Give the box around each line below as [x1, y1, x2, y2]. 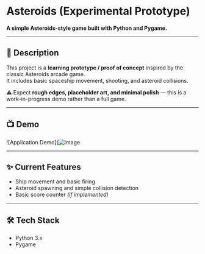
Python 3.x [15, 235, 43, 242]
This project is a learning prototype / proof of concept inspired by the [6, 64, 184, 71]
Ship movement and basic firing [15, 178, 96, 185]
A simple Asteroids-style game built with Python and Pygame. [6, 24, 168, 32]
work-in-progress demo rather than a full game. [6, 95, 126, 102]
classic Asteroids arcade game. [6, 70, 85, 77]
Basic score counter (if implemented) [15, 191, 109, 199]
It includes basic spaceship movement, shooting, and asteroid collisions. [6, 77, 189, 84]
